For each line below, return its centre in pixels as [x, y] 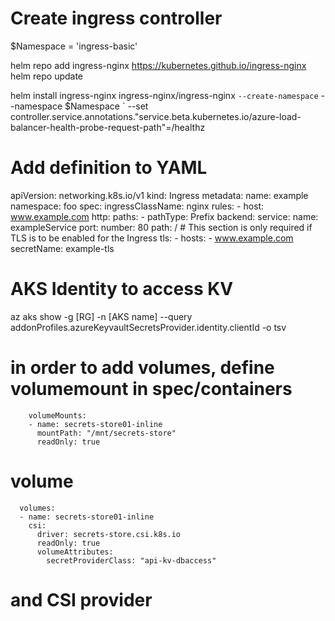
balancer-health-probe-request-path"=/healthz [108, 127]
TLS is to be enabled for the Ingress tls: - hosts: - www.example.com [152, 238]
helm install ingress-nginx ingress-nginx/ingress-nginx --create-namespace [164, 95]
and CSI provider [81, 599]
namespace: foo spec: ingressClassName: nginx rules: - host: [137, 206]
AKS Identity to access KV [122, 289]
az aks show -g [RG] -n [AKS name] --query [101, 316]
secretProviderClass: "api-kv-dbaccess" [131, 560]
